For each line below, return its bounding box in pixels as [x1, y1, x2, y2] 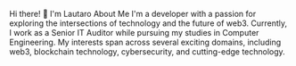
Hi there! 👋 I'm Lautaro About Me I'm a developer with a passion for [9, 9, 257, 19]
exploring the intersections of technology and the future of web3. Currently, [9, 18, 288, 29]
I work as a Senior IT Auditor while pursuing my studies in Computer [9, 28, 259, 37]
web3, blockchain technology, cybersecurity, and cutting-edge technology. [9, 46, 285, 57]
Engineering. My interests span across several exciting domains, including [9, 37, 282, 47]
